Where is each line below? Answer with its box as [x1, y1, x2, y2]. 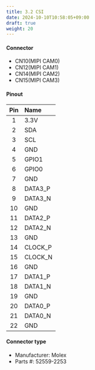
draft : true [6, 20, 36, 26]
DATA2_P [24, 214, 51, 222]
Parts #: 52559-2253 [14, 357, 67, 365]
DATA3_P [24, 184, 51, 193]
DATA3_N [24, 194, 51, 202]
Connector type [6, 338, 47, 345]
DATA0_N [24, 311, 51, 319]
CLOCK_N [24, 253, 53, 261]
